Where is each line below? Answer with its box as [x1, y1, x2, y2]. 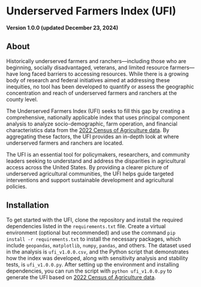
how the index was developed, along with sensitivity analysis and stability [6, 254, 188, 262]
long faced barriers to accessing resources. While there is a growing [19, 70, 189, 77]
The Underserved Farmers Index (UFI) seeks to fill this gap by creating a [6, 107, 185, 115]
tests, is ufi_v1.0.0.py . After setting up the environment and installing [6, 261, 179, 268]
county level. [6, 95, 38, 103]
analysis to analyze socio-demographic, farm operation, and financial [6, 120, 178, 127]
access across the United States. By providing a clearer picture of [6, 163, 169, 171]
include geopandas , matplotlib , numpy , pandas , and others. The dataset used [6, 241, 191, 249]
